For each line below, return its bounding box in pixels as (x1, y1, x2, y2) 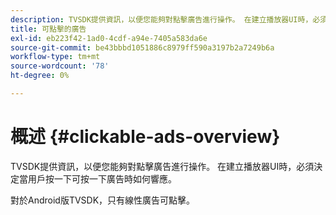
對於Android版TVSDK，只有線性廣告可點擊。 (10, 194, 196, 206)
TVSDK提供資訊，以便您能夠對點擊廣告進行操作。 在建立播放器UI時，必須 (10, 160, 315, 172)
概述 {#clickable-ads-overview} (10, 126, 281, 148)
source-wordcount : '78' (10, 61, 110, 71)
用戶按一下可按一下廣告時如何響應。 (27, 172, 177, 185)
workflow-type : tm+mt (10, 52, 101, 62)
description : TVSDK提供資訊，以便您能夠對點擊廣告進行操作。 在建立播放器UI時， (10, 14, 313, 25)
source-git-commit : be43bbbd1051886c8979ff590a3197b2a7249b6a (10, 42, 275, 53)
